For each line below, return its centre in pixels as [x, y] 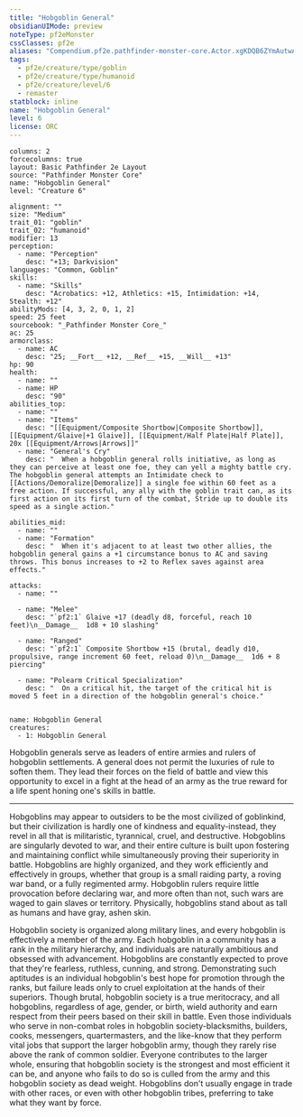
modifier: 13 [34, 238]
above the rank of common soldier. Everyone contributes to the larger [138, 1055]
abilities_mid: [38, 522]
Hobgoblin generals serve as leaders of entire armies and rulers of [133, 752]
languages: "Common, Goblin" [64, 270]
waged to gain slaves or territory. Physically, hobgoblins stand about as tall [148, 903]
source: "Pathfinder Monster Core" [76, 175]
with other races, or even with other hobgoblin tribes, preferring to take [142, 1093]
